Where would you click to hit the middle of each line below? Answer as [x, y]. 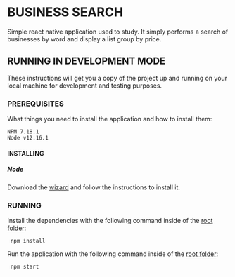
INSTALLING [26, 153]
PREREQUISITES [36, 104]
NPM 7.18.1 [23, 132]
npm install [28, 241]
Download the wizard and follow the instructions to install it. [94, 187]
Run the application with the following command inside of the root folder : [113, 254]
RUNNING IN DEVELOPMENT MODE [87, 61]
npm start [25, 266]
